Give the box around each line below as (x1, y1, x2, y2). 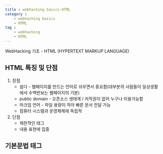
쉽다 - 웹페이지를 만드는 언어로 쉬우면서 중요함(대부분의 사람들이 (19, 84, 142, 89)
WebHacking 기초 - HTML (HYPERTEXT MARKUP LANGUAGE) (5, 48, 130, 54)
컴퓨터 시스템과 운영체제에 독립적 (19, 108, 82, 114)
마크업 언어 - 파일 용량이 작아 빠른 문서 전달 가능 (19, 102, 111, 107)
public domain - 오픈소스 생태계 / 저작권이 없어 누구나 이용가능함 (19, 96, 144, 102)
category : (5, 12, 27, 17)
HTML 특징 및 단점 (5, 64, 58, 72)
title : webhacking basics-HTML (5, 7, 71, 12)
